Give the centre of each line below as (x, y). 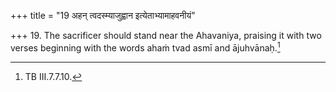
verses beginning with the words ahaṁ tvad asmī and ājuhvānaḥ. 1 (145, 47)
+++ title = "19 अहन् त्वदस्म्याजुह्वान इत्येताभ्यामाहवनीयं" (103, 15)
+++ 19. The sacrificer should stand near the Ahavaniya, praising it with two (166, 35)
